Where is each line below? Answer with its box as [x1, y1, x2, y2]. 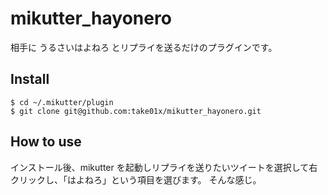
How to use [10, 133, 82, 151]
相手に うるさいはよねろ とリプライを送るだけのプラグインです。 [10, 41, 278, 53]
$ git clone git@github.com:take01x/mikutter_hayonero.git [10, 106, 262, 116]
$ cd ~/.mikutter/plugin [10, 97, 114, 107]
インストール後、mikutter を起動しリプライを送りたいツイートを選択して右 [10, 161, 318, 173]
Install [10, 71, 50, 88]
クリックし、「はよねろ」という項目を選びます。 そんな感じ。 [10, 173, 262, 186]
